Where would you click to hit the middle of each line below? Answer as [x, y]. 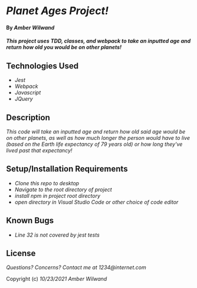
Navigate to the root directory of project [63, 189]
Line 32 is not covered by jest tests [57, 235]
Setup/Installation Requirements [67, 169]
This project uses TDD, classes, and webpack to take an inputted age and [98, 41]
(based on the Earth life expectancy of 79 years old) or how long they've [94, 144]
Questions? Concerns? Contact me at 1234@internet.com [76, 267]
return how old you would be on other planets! [64, 47]
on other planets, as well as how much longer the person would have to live [98, 138]
